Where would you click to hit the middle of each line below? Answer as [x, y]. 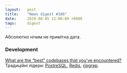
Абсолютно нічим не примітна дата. [43, 37]
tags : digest [23, 23]
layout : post [21, 9]
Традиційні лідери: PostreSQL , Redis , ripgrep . [52, 65]
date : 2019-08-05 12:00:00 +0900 [44, 18]
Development [22, 50]
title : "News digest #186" [36, 14]
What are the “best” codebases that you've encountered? [63, 60]
